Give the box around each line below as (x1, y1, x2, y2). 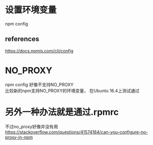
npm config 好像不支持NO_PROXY (5, 81, 74, 88)
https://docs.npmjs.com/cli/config (5, 48, 74, 54)
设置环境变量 (5, 4, 57, 16)
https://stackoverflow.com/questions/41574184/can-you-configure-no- (5, 129, 148, 135)
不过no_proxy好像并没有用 (5, 124, 58, 129)
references (5, 35, 40, 43)
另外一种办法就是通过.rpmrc (5, 107, 119, 117)
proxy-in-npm (5, 134, 33, 140)
